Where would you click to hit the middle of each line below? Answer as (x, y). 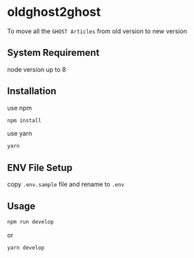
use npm (20, 108)
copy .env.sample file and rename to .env (66, 184)
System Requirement (54, 53)
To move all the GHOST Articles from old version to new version (97, 31)
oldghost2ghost (54, 12)
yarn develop (26, 248)
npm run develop (30, 221)
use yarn (20, 133)
